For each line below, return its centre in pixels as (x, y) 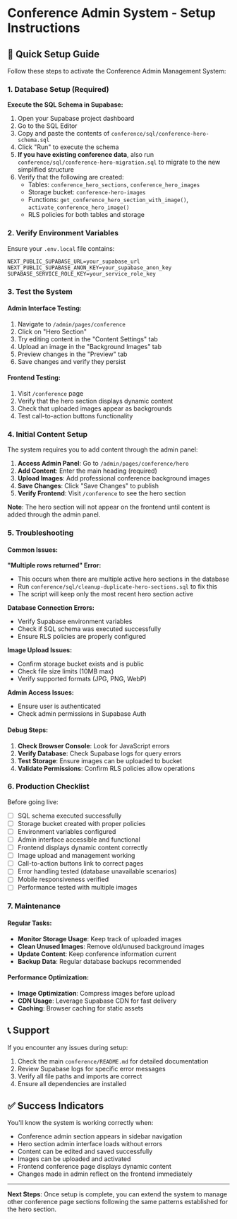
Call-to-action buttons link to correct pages (80, 864)
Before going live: (33, 802)
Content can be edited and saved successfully (85, 1152)
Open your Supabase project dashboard (76, 119)
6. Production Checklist (48, 787)
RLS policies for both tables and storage (86, 215)
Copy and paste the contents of (63, 134)
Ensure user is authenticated (59, 706)
